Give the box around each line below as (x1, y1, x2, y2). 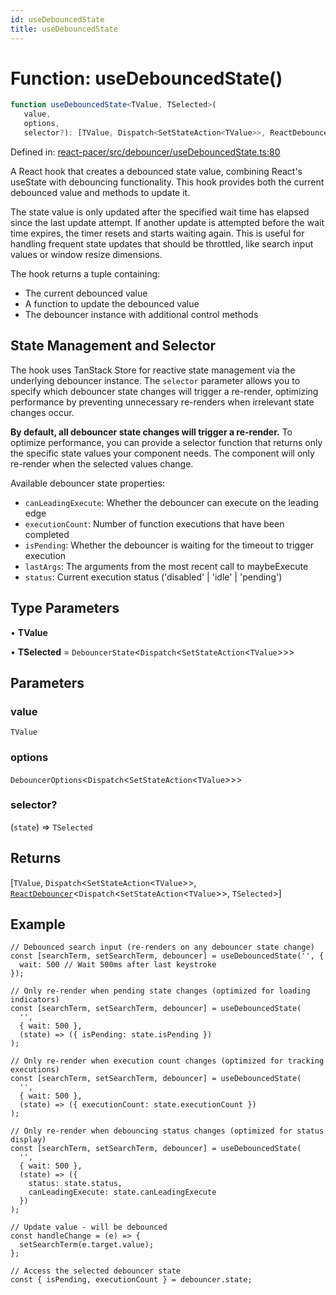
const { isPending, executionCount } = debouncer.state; (10, 1275, 253, 1285)
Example (10, 916, 66, 933)
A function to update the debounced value (24, 297, 200, 310)
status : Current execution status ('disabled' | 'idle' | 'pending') (24, 571, 283, 583)
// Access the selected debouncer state (10, 1266, 182, 1276)
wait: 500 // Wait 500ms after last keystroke (19, 960, 217, 970)
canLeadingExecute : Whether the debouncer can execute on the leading (24, 496, 319, 508)
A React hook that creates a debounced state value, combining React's (10, 165, 303, 177)
